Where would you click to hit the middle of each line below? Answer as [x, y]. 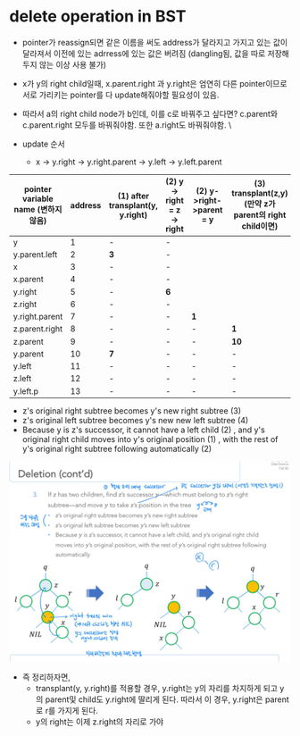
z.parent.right [38, 329]
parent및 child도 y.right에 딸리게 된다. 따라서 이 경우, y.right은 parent [167, 699]
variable [37, 199]
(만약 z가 [260, 204]
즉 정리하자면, [46, 677]
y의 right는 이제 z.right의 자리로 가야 [100, 722]
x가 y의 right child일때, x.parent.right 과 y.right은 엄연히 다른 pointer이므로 [154, 83]
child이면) [260, 226]
